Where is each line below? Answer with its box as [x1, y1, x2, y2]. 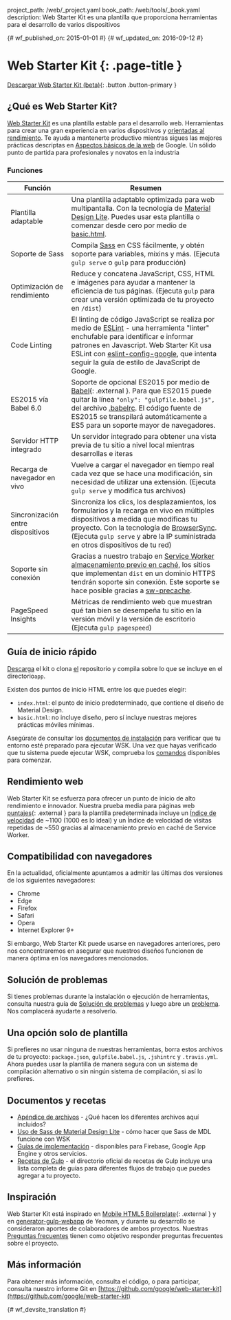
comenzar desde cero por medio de [71, 220, 187, 230]
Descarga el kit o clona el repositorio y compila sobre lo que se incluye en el [7, 664, 223, 672]
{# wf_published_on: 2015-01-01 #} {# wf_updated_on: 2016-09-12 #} [7, 34, 203, 42]
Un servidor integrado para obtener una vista [71, 432, 217, 442]
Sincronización [10, 510, 59, 519]
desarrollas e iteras [71, 449, 133, 459]
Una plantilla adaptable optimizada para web [71, 195, 215, 205]
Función [23, 183, 52, 193]
